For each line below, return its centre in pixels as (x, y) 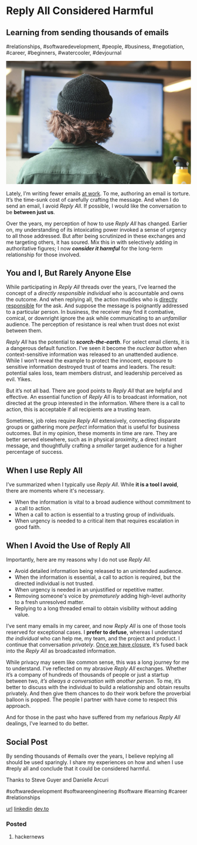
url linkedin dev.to (28, 809)
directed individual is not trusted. (54, 583)
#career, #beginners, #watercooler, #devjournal (64, 53)
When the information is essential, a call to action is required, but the (97, 577)
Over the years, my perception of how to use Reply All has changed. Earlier (97, 223)
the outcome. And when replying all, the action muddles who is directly (92, 300)
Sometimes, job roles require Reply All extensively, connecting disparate (93, 421)
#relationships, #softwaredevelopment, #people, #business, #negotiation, (95, 46)
